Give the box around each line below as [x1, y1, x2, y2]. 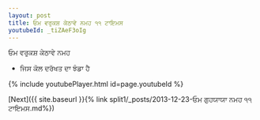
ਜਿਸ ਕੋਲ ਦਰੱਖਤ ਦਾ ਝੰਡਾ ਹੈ [19, 64, 91, 73]
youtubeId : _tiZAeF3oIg [8, 26, 87, 34]
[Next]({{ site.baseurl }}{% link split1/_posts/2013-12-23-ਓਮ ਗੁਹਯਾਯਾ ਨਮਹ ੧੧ [8, 95, 252, 104]
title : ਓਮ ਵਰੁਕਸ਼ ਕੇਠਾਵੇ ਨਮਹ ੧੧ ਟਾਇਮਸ [8, 19, 124, 27]
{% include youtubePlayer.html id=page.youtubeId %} [8, 80, 184, 89]
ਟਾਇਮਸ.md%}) [8, 103, 55, 113]
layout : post [8, 11, 51, 20]
